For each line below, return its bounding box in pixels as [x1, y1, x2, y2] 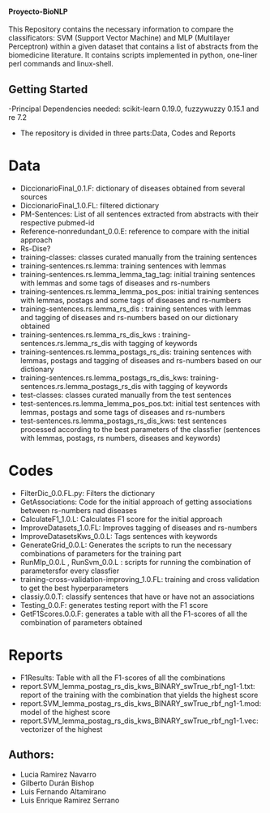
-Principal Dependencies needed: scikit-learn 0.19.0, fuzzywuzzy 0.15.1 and [8, 104, 259, 113]
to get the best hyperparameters [19, 583, 129, 593]
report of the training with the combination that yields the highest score [19, 690, 259, 700]
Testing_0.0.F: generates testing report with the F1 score [19, 600, 208, 610]
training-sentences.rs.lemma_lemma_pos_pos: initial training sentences [19, 286, 259, 296]
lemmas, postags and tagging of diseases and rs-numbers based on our [19, 355, 262, 365]
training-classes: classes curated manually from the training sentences [19, 252, 258, 262]
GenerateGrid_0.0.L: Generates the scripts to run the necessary [19, 540, 233, 550]
